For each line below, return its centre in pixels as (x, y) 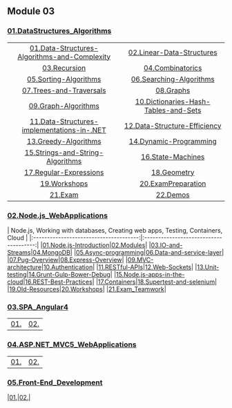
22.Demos (173, 195)
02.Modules (128, 245)
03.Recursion (64, 68)
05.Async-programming (110, 252)
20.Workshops (82, 289)
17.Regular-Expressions (64, 172)
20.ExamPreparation (173, 184)
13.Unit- (208, 267)
